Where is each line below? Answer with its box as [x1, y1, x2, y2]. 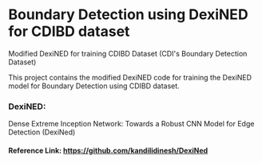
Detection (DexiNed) [8, 127, 76, 137]
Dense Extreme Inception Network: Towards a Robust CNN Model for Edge [8, 119, 255, 129]
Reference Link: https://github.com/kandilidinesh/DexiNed [8, 146, 208, 155]
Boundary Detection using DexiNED [8, 6, 249, 24]
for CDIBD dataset [8, 22, 130, 41]
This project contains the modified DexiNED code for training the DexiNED [8, 72, 252, 82]
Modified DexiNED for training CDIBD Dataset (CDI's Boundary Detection [8, 49, 248, 58]
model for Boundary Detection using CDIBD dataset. [8, 81, 180, 91]
